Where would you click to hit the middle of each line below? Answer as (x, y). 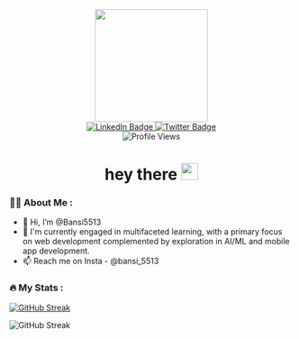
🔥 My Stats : (36, 288)
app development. (56, 251)
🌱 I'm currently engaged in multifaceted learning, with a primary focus (152, 232)
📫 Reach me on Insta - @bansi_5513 (91, 261)
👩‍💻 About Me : (41, 203)
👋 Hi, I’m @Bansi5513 (62, 222)
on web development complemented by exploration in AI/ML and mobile (156, 242)
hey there (141, 174)
